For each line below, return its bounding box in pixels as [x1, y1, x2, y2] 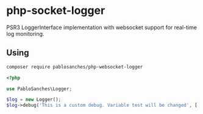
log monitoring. [6, 30, 45, 37]
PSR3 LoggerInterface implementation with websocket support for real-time [6, 24, 197, 31]
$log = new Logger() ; [6, 96, 62, 103]
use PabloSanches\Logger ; [6, 85, 72, 92]
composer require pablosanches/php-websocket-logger [6, 64, 143, 70]
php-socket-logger [6, 4, 105, 18]
